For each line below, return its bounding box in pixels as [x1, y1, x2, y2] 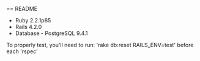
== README [6, 5, 38, 12]
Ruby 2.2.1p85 [15, 17, 51, 24]
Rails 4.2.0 [15, 24, 42, 30]
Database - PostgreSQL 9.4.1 [15, 30, 88, 37]
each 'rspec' [6, 48, 38, 55]
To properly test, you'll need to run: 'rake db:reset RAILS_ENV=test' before [6, 42, 194, 48]
